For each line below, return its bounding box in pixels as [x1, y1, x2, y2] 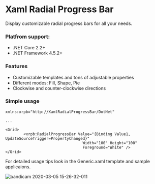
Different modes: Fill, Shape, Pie [12, 80, 80, 86]
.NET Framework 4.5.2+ [12, 50, 63, 56]
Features [5, 63, 28, 70]
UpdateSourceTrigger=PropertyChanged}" [5, 136, 90, 141]
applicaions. [5, 164, 31, 170]
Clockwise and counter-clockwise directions [12, 85, 106, 91]
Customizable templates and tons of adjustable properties [12, 74, 134, 80]
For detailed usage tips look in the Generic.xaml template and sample [5, 158, 150, 164]
